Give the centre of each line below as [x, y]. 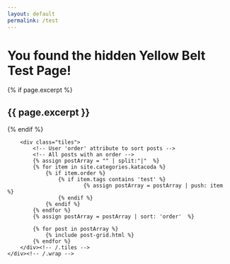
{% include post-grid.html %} [90, 235]
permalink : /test [33, 21]
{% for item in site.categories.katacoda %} [99, 167]
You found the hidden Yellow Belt [107, 56]
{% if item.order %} [75, 173]
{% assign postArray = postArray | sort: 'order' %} [114, 217]
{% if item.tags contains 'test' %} [112, 180]
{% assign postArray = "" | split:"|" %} [96, 161]
